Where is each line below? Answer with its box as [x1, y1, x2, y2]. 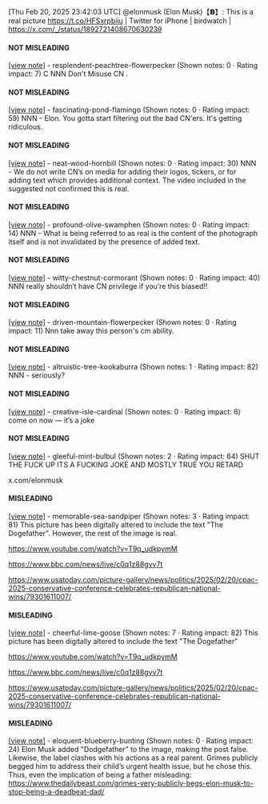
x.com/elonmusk [8, 475, 64, 485]
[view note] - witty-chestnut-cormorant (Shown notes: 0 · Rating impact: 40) [8, 273, 261, 282]
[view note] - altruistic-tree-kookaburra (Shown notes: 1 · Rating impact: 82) [8, 362, 258, 372]
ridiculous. [8, 122, 43, 132]
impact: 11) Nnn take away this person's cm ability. [8, 326, 174, 336]
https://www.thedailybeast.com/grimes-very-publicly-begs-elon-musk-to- [8, 778, 254, 788]
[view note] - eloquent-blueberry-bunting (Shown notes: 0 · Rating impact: [8, 736, 254, 746]
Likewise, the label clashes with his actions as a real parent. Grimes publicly [8, 753, 258, 762]
